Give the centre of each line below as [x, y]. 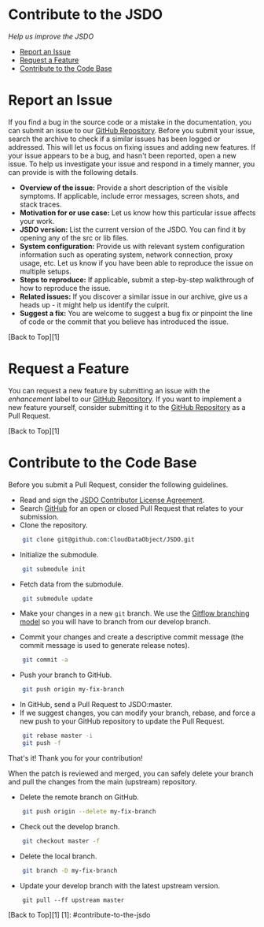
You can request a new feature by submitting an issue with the [109, 390]
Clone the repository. [53, 525]
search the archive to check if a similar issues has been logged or [114, 139]
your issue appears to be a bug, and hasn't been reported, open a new [123, 155]
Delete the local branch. [58, 856]
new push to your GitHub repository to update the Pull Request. [122, 721]
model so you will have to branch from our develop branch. [115, 622]
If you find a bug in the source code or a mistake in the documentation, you [130, 122]
